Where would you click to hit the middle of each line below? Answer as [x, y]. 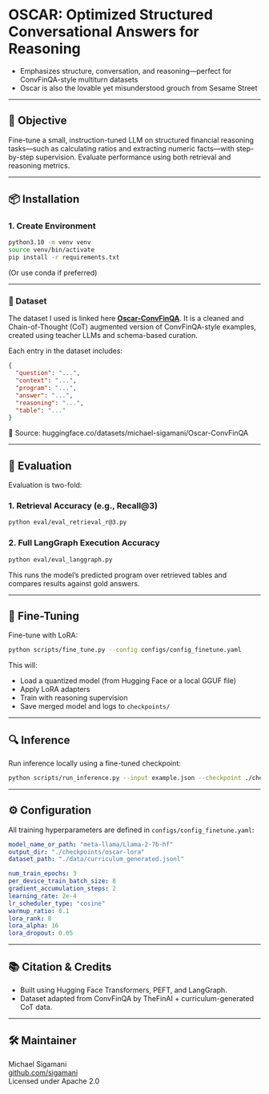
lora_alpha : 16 [34, 926]
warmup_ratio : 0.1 [39, 911]
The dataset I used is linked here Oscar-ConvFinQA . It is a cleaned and [126, 319]
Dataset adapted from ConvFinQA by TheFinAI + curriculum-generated [137, 999]
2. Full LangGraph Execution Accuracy [84, 543]
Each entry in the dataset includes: [65, 351]
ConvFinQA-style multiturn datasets [79, 79]
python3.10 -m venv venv [50, 243]
